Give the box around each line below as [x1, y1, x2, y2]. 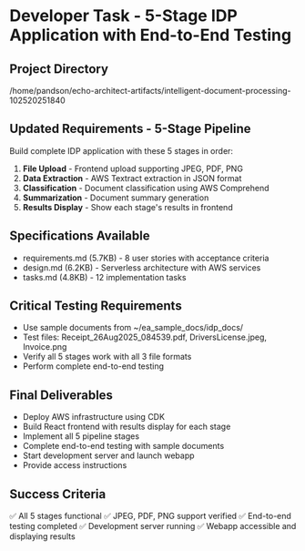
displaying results [9, 531, 76, 542]
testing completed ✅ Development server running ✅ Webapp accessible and [9, 521, 297, 532]
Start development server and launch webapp [22, 450, 195, 461]
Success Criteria [9, 486, 107, 502]
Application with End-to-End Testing [9, 25, 292, 46]
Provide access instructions [22, 460, 127, 471]
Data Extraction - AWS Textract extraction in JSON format [22, 172, 242, 183]
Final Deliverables [9, 387, 114, 403]
